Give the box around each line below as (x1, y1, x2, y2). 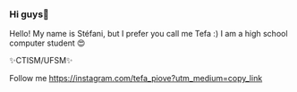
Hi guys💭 (9, 8, 49, 21)
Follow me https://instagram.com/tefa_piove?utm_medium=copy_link (9, 73, 263, 84)
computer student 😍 (9, 38, 86, 48)
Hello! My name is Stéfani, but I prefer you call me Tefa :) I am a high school (9, 29, 288, 39)
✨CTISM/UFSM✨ (9, 55, 73, 66)
